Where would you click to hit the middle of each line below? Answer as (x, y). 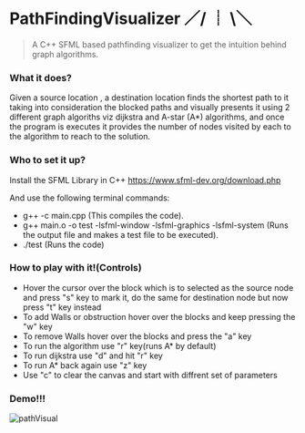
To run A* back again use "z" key (85, 365)
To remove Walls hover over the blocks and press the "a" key (137, 336)
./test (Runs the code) (63, 244)
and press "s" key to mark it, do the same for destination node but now (155, 297)
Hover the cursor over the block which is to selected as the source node (158, 287)
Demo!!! (28, 398)
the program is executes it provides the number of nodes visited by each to (150, 127)
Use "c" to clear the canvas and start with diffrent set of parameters (150, 375)
